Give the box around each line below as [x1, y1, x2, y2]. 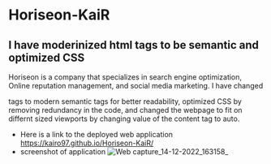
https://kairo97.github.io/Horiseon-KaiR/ [19, 138, 154, 148]
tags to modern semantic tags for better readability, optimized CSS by [8, 97, 242, 106]
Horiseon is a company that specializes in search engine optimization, [8, 72, 242, 82]
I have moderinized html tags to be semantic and [8, 38, 260, 52]
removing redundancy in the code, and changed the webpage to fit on [8, 106, 243, 114]
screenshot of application [19, 147, 106, 156]
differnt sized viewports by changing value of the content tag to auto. [8, 114, 240, 123]
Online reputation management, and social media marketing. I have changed [8, 81, 264, 90]
